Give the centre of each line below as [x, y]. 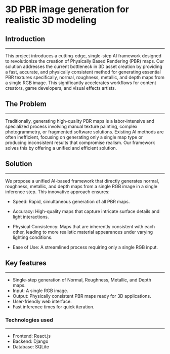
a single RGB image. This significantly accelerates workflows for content [81, 83]
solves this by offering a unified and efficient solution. [61, 148]
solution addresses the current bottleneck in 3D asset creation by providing [84, 66]
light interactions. [31, 217]
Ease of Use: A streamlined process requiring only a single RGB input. [85, 247]
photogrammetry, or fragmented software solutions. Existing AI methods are [84, 132]
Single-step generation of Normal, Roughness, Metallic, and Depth [82, 280]
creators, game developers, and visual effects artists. [61, 88]
